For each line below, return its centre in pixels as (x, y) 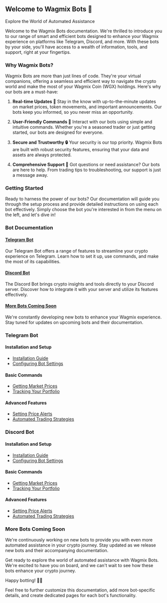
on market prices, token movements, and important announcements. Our (87, 107)
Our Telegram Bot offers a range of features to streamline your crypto (77, 251)
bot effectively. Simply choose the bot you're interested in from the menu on (83, 210)
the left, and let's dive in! (30, 215)
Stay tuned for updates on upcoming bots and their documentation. (74, 322)
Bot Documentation (29, 228)
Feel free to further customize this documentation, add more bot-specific (80, 590)
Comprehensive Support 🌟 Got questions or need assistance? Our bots (86, 165)
